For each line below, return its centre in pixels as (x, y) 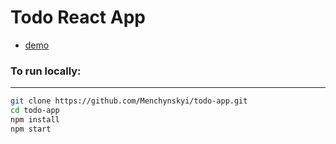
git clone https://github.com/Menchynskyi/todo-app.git (129, 101)
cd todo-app (35, 111)
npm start (31, 129)
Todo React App (78, 17)
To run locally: (46, 71)
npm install (35, 119)
